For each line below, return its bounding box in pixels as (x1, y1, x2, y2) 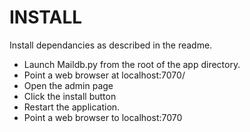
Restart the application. (23, 101, 121, 113)
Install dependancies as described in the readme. (9, 39, 213, 51)
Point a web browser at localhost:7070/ (23, 69, 186, 81)
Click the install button (23, 90, 117, 102)
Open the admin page (23, 79, 114, 91)
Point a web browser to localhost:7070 (23, 111, 183, 123)
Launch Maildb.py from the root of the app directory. (23, 58, 241, 70)
